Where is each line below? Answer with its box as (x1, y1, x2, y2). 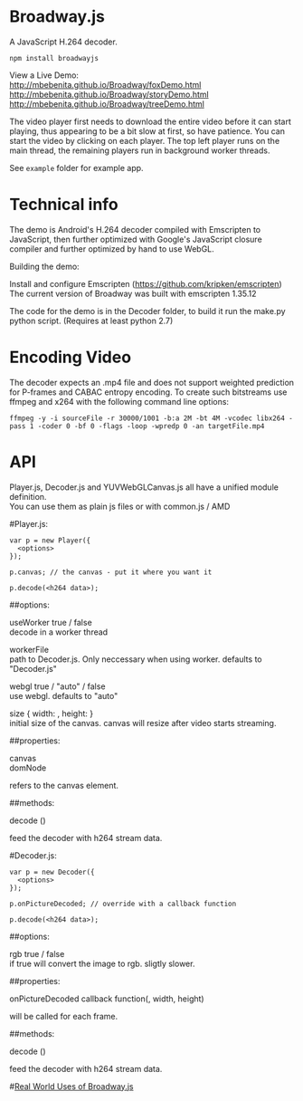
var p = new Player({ (9, 536, 91, 545)
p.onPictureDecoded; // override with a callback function (9, 899, 237, 908)
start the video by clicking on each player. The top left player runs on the (9, 135, 280, 146)
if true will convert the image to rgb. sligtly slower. (9, 958, 195, 969)
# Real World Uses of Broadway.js (9, 1080, 134, 1092)
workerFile (9, 644, 50, 655)
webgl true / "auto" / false (9, 681, 106, 692)
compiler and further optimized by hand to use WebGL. (9, 243, 214, 254)
